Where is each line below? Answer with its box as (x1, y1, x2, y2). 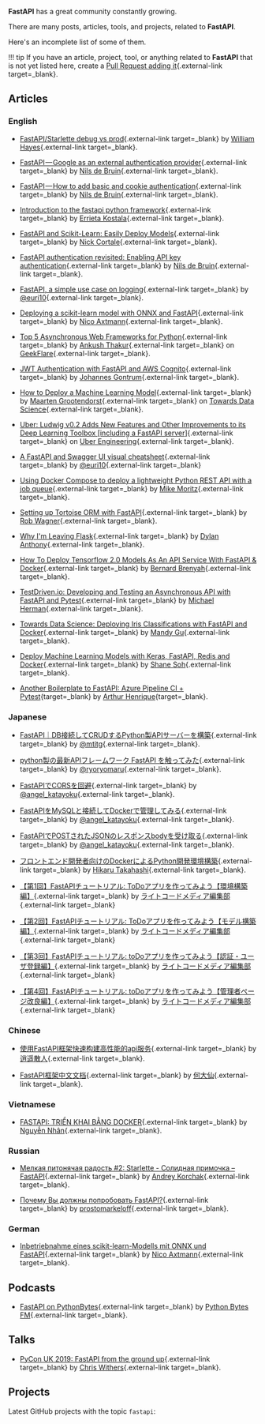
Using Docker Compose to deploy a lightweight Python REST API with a (19, 475, 252, 485)
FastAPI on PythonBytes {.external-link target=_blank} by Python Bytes (19, 1302, 249, 1311)
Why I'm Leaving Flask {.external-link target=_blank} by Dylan (19, 531, 219, 540)
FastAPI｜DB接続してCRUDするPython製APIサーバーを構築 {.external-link (19, 730, 257, 739)
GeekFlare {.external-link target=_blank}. (19, 348, 151, 358)
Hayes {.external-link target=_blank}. (19, 142, 138, 152)
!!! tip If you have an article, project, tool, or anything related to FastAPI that (8, 53, 253, 62)
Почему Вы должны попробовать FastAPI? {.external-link (19, 1195, 209, 1204)
